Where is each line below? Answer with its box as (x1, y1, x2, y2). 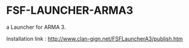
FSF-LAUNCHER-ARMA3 (6, 4, 133, 17)
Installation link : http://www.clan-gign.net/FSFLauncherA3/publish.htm (6, 35, 183, 42)
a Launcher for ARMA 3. (6, 23, 66, 31)
